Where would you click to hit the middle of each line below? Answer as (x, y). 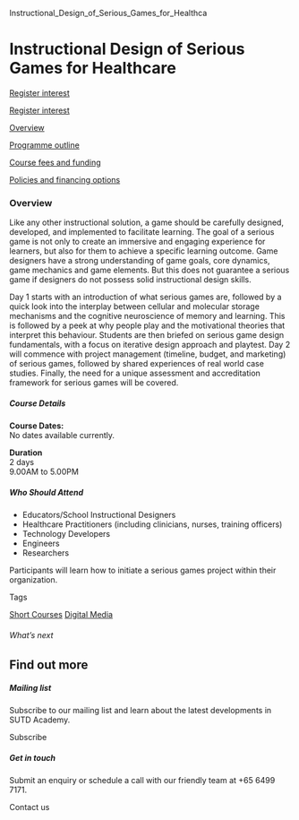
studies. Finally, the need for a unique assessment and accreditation (135, 373)
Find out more (49, 665)
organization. (34, 580)
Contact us (30, 807)
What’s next (31, 634)
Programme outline (45, 145)
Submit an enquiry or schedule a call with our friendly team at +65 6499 (142, 781)
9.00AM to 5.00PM (44, 472)
